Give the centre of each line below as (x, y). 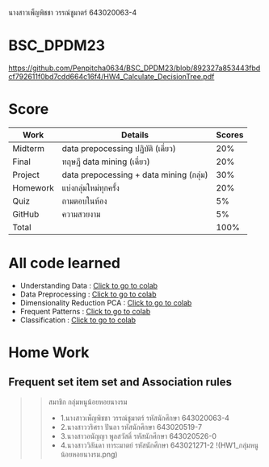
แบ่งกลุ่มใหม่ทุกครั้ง (90, 187)
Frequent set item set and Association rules (120, 383)
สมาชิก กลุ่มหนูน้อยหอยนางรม (88, 402)
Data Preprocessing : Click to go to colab (88, 294)
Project (26, 175)
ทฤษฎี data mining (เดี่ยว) (106, 162)
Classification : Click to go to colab (78, 320)
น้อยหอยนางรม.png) (89, 454)
